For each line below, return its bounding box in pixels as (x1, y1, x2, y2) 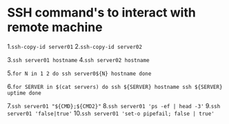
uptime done (7, 90, 41, 96)
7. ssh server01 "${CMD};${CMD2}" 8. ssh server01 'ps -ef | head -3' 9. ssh (7, 101, 221, 110)
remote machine (7, 19, 103, 35)
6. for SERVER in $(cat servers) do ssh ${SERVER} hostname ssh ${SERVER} (7, 82, 223, 90)
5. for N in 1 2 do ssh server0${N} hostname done (7, 69, 152, 77)
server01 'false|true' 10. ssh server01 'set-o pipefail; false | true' (7, 109, 215, 117)
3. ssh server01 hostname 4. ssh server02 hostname (7, 55, 150, 63)
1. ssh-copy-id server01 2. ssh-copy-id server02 (7, 42, 143, 50)
